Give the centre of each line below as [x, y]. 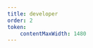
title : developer [33, 14]
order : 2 [20, 20]
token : [17, 27]
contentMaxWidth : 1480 [53, 34]
